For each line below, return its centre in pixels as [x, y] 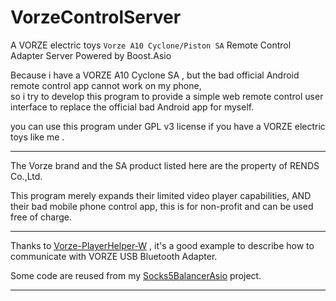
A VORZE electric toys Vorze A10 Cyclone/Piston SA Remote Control [151, 45]
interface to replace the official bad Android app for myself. [132, 107]
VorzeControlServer [96, 17]
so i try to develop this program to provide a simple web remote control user [167, 96]
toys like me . [37, 137]
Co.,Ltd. [26, 176]
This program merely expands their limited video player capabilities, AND [161, 195]
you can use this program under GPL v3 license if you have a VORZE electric [168, 126]
